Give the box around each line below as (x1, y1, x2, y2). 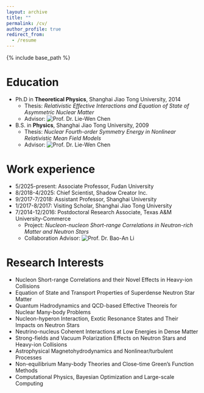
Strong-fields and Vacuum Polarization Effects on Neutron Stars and (15, 334, 187, 342)
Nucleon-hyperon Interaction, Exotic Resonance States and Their (15, 315, 178, 322)
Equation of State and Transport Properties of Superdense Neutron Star (15, 289, 195, 296)
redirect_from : (6, 32, 45, 38)
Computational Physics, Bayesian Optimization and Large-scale (15, 373, 175, 380)
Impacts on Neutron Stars (15, 321, 80, 328)
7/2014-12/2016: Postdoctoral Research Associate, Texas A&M (15, 208, 172, 215)
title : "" (6, 15, 32, 21)
